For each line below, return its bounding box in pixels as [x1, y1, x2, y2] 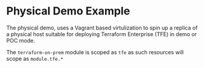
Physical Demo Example [6, 4, 131, 18]
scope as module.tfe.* [6, 55, 64, 62]
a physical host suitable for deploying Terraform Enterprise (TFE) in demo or [6, 30, 197, 37]
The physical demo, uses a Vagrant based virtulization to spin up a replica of [6, 24, 198, 31]
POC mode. [6, 37, 35, 44]
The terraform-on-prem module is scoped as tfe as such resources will [6, 48, 184, 55]
